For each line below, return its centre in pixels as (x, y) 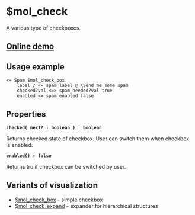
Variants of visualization (52, 185)
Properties (26, 114)
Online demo (30, 46)
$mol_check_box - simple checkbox (59, 200)
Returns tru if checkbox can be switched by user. (66, 166)
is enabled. (20, 145)
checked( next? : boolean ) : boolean (54, 127)
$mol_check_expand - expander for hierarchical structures (86, 206)
